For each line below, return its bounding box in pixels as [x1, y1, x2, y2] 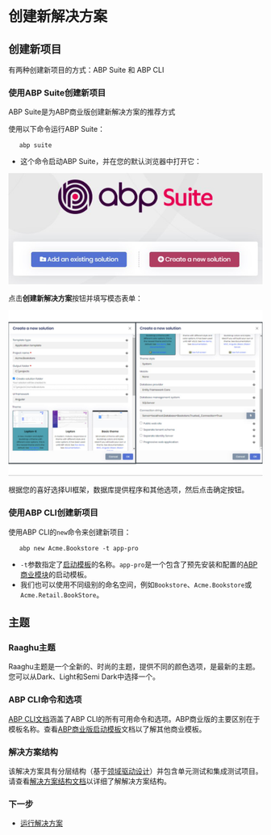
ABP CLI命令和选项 [8, 694, 82, 706]
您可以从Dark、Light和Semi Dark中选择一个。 [8, 672, 160, 681]
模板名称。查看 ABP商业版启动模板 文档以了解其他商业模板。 [8, 724, 206, 734]
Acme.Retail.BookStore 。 [19, 589, 104, 599]
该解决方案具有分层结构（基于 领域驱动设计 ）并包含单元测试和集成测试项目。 [8, 765, 263, 776]
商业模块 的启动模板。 [19, 569, 91, 579]
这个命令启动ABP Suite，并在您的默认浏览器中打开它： [19, 157, 202, 167]
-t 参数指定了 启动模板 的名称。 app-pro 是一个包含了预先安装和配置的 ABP [19, 559, 258, 569]
